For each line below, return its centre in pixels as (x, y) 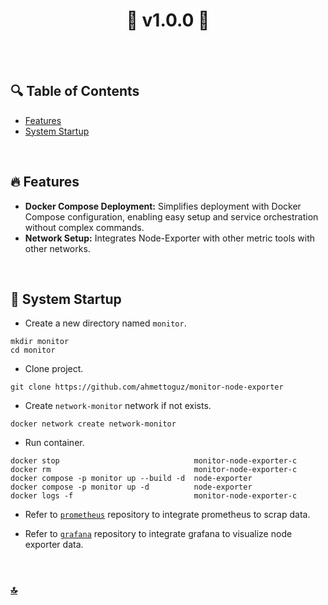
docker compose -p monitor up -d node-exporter (131, 487)
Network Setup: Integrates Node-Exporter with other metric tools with (170, 238)
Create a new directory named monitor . (105, 323)
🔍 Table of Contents (75, 91)
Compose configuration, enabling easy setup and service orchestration (171, 216)
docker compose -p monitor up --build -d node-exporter (131, 479)
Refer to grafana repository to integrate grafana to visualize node (158, 534)
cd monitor (33, 350)
